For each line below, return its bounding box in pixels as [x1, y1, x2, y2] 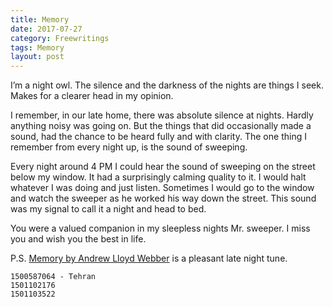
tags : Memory [10, 42, 65, 53]
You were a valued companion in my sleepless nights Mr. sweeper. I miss [10, 222, 311, 235]
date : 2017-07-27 [10, 24, 83, 34]
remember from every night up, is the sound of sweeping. [10, 141, 248, 153]
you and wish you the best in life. [10, 233, 147, 245]
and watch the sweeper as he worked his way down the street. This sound [10, 192, 317, 205]
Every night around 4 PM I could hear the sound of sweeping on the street [10, 161, 316, 173]
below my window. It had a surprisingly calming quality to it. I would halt [10, 171, 307, 183]
